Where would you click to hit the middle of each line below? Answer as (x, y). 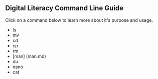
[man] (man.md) (29, 56)
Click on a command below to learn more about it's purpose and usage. (79, 20)
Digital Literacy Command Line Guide (64, 8)
